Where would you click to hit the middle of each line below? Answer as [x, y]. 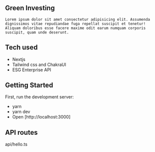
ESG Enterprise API [32, 70]
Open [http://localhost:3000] [41, 117]
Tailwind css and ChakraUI [39, 64]
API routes [21, 132]
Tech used [21, 47]
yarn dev [21, 112]
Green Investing [30, 8]
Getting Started [29, 85]
